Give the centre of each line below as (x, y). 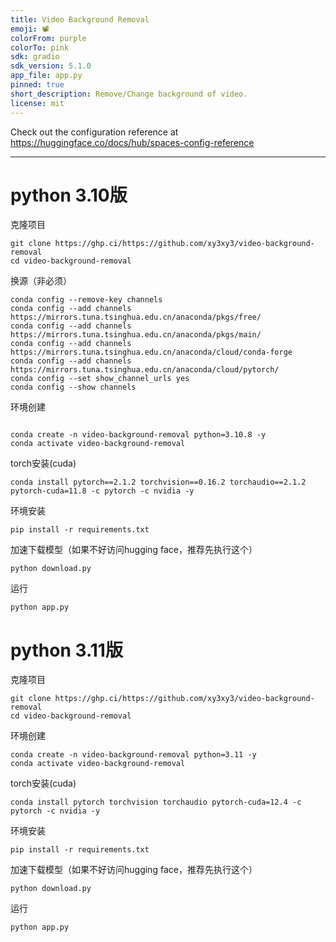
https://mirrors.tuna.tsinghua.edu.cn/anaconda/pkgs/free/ (136, 317)
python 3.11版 (66, 650)
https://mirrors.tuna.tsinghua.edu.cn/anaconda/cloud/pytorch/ (145, 370)
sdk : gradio (35, 57)
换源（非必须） (41, 281)
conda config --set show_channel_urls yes (100, 379)
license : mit (37, 103)
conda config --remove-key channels (86, 300)
